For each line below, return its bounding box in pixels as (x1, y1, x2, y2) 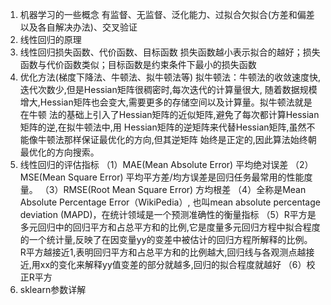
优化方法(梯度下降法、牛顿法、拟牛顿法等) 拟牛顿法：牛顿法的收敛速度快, (19, 71, 321, 83)
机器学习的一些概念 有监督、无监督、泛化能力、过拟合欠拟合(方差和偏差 (19, 9, 315, 20)
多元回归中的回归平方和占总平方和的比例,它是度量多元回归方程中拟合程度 (19, 221, 321, 233)
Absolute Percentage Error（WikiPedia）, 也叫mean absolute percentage (19, 196, 321, 208)
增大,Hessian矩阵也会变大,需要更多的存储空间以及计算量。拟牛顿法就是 (19, 96, 313, 108)
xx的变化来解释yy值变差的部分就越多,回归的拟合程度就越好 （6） (39, 259, 307, 270)
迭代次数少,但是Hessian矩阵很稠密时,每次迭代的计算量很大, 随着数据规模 (19, 84, 318, 95)
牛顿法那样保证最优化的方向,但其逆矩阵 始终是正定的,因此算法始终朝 (37, 134, 317, 145)
